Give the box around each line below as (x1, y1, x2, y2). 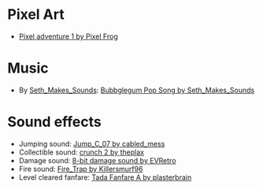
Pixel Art (7, 6, 65, 24)
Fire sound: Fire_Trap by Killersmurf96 (18, 164, 143, 173)
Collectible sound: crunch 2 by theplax (18, 147, 145, 157)
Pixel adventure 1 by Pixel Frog (18, 32, 119, 41)
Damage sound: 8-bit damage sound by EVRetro (18, 155, 176, 165)
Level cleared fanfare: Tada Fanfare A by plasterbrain (18, 172, 192, 182)
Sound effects (7, 113, 102, 131)
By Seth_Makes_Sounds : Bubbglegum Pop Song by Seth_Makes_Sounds (18, 85, 255, 95)
